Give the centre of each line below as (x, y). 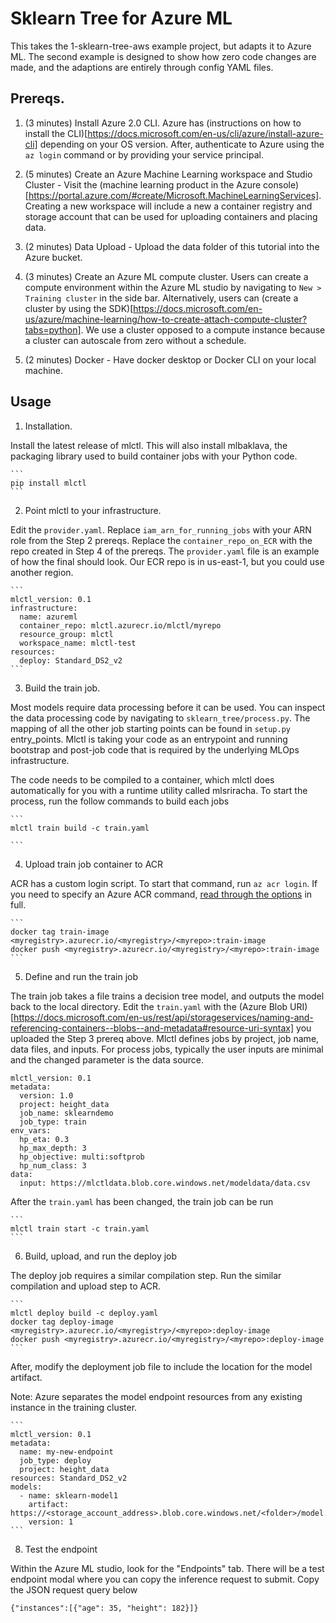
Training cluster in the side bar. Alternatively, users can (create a (161, 298)
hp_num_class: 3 (53, 1165)
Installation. (48, 426)
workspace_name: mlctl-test (78, 643)
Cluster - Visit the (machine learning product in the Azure (143, 184)
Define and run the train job (81, 976)
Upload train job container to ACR (94, 864)
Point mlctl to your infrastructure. (93, 510)
